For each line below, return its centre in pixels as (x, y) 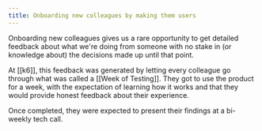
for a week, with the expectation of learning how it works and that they (123, 87)
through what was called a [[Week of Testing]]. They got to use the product (131, 78)
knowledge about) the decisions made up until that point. (101, 54)
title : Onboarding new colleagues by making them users (102, 15)
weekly (20, 118)
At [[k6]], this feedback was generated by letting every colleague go (120, 70)
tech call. (48, 118)
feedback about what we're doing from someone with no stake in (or (120, 46)
